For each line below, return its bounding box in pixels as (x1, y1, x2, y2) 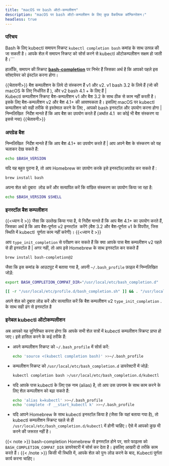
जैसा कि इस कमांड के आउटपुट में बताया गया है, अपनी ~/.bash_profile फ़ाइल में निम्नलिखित (5, 264, 158, 270)
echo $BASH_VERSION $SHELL (5, 194, 62, 199)
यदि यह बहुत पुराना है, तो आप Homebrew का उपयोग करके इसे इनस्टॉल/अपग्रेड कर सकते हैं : (5, 165, 157, 171)
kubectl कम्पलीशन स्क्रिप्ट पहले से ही (12, 417, 74, 423)
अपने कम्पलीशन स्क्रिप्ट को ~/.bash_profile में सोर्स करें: (12, 344, 110, 350)
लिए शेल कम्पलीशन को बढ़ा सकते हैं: (12, 387, 70, 393)
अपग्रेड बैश (5, 129, 25, 136)
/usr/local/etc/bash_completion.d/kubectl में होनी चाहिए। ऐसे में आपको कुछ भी (12, 423, 161, 429)
